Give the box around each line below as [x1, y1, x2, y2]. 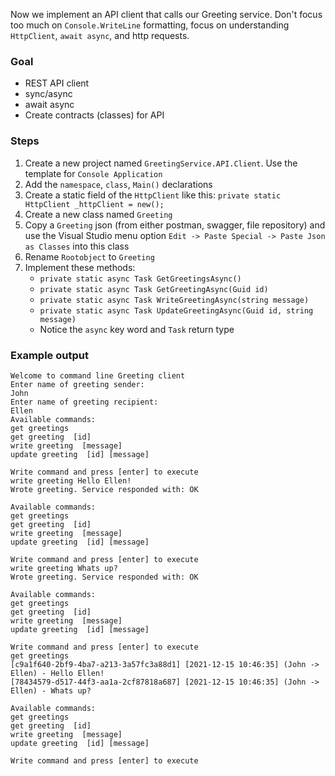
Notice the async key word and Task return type [39, 323, 235, 335]
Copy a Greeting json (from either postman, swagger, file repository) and [24, 219, 326, 231]
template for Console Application [24, 167, 163, 179]
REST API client [24, 77, 90, 89]
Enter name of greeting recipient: [10, 397, 159, 407]
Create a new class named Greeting [24, 208, 173, 220]
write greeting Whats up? [10, 563, 118, 573]
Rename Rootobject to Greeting [24, 250, 155, 263]
